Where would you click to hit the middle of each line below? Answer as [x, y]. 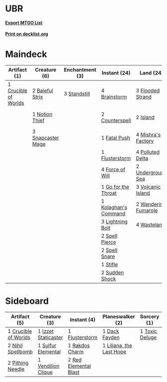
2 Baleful [42, 91]
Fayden [111, 337]
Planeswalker [119, 317]
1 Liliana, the [118, 346]
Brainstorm [114, 97]
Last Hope [115, 352]
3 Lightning [114, 222]
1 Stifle [110, 265]
